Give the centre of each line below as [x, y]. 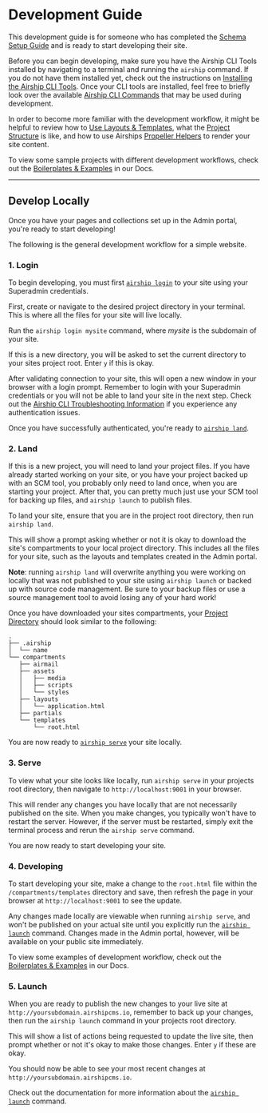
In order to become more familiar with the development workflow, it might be [134, 118]
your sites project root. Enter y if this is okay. [81, 363]
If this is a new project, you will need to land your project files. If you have [129, 466]
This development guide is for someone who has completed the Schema [127, 37]
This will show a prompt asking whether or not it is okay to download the [127, 540]
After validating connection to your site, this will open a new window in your [132, 378]
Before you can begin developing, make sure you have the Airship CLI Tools [133, 61]
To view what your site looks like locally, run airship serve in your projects [131, 780]
